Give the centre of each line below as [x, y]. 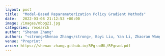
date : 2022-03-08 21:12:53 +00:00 [42, 19]
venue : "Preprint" [24, 41]
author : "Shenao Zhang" [29, 32]
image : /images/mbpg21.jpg [33, 23]
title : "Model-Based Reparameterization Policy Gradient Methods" [76, 14]
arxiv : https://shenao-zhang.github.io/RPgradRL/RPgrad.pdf [68, 46]
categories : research [27, 28]
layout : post [18, 9]
